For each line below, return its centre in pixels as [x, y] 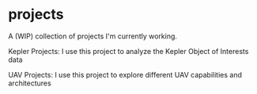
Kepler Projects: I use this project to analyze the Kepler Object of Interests [128, 51]
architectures [30, 83]
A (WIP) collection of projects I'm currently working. [93, 36]
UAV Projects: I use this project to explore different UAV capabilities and [125, 74]
